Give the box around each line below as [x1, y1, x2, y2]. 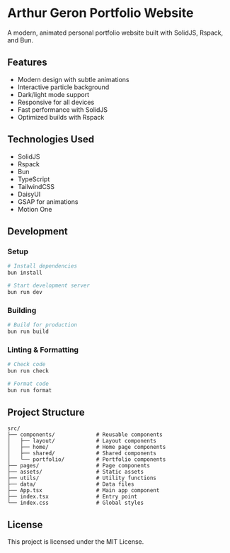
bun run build [7, 328, 50, 335]
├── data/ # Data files [7, 481, 134, 488]
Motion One [17, 205, 52, 213]
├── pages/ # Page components [7, 462, 151, 469]
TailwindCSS [17, 182, 55, 190]
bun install [7, 269, 42, 277]
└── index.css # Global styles [7, 499, 144, 507]
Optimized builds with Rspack [17, 113, 105, 121]
